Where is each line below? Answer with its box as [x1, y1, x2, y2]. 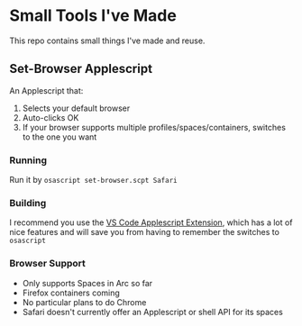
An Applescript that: [9, 85, 84, 95]
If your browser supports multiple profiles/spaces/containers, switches [22, 122, 287, 132]
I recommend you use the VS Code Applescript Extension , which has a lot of [9, 217, 293, 228]
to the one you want [22, 131, 97, 142]
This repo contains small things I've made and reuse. [9, 35, 206, 46]
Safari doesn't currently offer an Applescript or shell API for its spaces [22, 306, 284, 317]
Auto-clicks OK [22, 112, 79, 122]
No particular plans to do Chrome [22, 296, 147, 307]
